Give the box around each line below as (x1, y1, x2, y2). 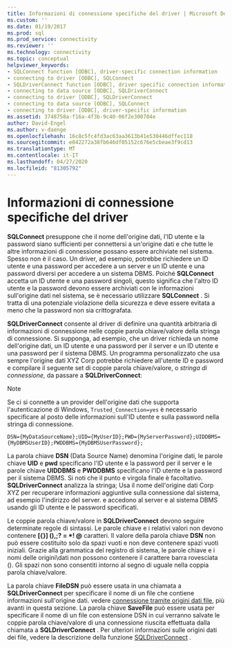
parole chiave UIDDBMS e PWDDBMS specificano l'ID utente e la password (7, 466, 222, 475)
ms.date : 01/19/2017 (7, 23, 67, 30)
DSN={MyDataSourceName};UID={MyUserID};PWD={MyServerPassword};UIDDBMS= (7, 433, 221, 440)
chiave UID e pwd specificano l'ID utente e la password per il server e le (7, 459, 213, 467)
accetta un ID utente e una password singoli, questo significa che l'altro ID (7, 277, 219, 285)
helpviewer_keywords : (7, 62, 70, 69)
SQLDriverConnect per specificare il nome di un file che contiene (7, 588, 195, 597)
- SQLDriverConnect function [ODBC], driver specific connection (7, 81, 199, 88)
